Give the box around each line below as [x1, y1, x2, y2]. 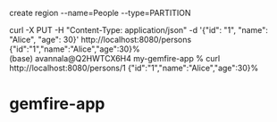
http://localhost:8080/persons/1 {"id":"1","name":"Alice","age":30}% [9, 62, 259, 73]
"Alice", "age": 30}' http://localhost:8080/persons [9, 35, 192, 45]
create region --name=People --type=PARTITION [9, 8, 191, 18]
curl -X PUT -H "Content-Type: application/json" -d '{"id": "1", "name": [9, 25, 268, 35]
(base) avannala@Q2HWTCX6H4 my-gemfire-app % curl [9, 53, 221, 63]
